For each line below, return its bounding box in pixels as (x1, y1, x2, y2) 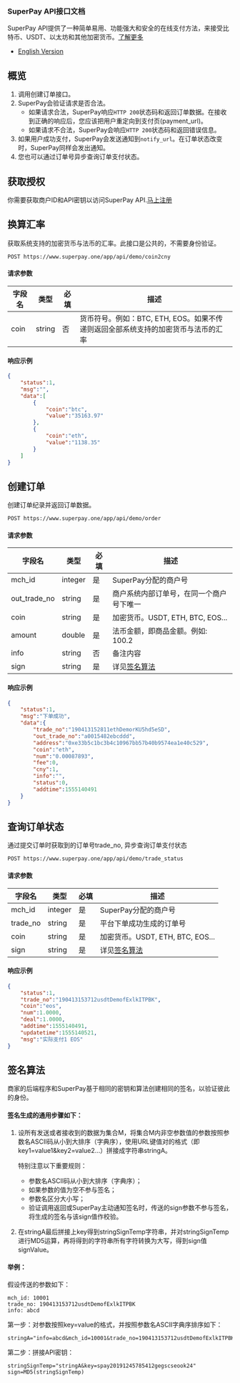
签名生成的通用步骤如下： (7, 1111, 83, 1119)
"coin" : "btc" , (45, 406, 88, 413)
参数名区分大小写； (28, 1194, 86, 1203)
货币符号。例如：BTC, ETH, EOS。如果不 (79, 313, 216, 323)
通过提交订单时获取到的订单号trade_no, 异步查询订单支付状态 (7, 841, 187, 849)
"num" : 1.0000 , (20, 1009, 62, 1017)
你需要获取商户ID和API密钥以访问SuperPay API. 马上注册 (7, 195, 173, 204)
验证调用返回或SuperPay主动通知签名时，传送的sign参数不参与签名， (28, 1203, 233, 1212)
